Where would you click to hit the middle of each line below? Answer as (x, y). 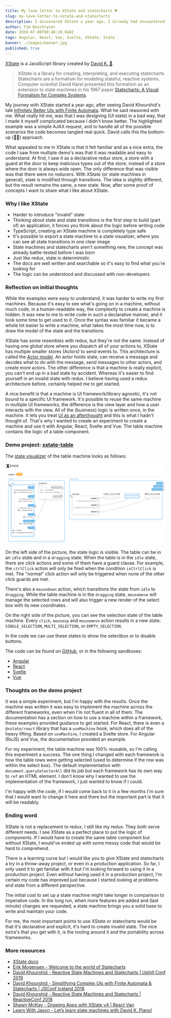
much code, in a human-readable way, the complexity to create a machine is (85, 309)
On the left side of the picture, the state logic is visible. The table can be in (83, 552)
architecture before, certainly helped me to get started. (63, 384)
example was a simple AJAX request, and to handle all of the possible (78, 126)
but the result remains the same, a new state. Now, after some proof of (79, 185)
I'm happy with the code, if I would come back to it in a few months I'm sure (84, 791)
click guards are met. (27, 579)
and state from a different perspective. (46, 885)
